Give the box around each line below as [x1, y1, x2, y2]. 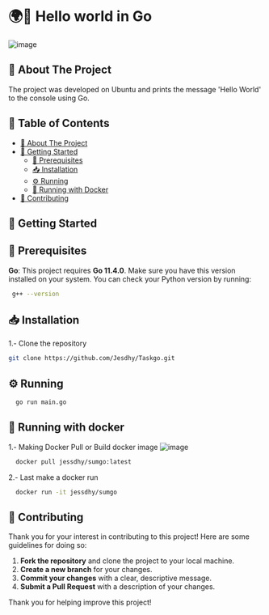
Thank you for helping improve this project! [8, 597, 152, 608]
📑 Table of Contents [8, 117, 110, 130]
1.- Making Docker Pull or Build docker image [8, 442, 158, 452]
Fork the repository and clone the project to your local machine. [19, 556, 235, 566]
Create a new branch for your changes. [19, 565, 153, 575]
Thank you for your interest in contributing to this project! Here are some [8, 532, 250, 541]
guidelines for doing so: [8, 541, 87, 550]
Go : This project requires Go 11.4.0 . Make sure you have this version [8, 265, 236, 275]
